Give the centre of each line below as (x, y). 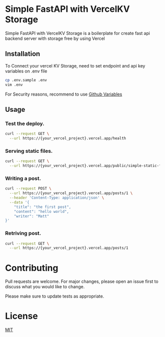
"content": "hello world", (41, 211)
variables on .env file (26, 71)
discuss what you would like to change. (45, 287)
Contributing (32, 268)
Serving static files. (29, 151)
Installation (23, 54)
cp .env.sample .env (26, 80)
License (22, 316)
